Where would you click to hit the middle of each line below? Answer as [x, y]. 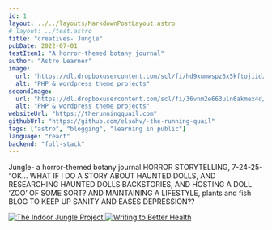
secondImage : [30, 91]
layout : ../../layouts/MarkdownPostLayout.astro [92, 23]
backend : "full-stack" [47, 144]
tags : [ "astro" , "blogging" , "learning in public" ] [97, 129]
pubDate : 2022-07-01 [43, 46]
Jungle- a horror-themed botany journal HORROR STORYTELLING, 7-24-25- [136, 167]
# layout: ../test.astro [50, 31]
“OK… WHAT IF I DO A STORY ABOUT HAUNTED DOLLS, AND [112, 176]
